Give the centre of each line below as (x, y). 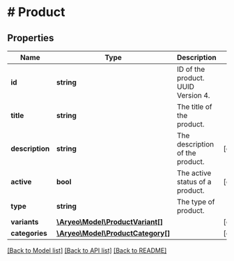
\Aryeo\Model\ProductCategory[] (113, 233)
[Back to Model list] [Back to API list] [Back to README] (87, 251)
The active (194, 173)
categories (29, 233)
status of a (194, 182)
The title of (194, 107)
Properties (31, 38)
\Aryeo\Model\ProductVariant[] (110, 222)
